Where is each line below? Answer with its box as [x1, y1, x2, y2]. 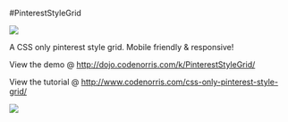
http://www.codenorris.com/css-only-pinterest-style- [80, 76, 279, 87]
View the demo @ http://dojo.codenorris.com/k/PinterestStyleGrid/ [9, 59, 256, 70]
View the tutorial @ [9, 76, 80, 87]
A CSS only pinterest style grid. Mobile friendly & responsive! [9, 42, 234, 52]
